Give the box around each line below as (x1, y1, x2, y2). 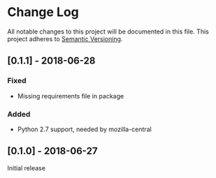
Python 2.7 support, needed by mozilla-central (17, 125, 152, 133)
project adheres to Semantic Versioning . (7, 34, 123, 43)
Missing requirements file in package (17, 91, 124, 100)
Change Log (7, 4, 79, 20)
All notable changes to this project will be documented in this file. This (7, 27, 210, 36)
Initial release (7, 163, 45, 172)
